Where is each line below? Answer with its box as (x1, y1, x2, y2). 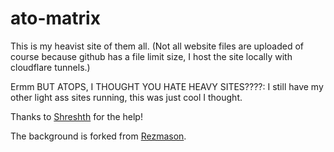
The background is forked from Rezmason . (10, 130, 187, 142)
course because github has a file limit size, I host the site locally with (10, 50, 293, 62)
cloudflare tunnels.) (10, 61, 91, 73)
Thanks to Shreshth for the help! (10, 110, 143, 122)
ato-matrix (10, 7, 101, 30)
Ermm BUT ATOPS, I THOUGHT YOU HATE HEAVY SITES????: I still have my (10, 80, 324, 92)
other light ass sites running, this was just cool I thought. (10, 91, 243, 103)
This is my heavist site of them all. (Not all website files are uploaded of (10, 40, 304, 52)
